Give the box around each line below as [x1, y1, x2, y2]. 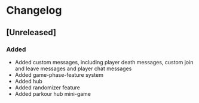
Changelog [6, 4, 62, 17]
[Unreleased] [6, 27, 57, 38]
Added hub [14, 77, 43, 85]
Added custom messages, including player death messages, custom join [14, 58, 194, 65]
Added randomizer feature [14, 84, 81, 91]
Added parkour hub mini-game [14, 90, 91, 97]
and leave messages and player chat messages [14, 65, 132, 72]
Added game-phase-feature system [14, 71, 103, 78]
